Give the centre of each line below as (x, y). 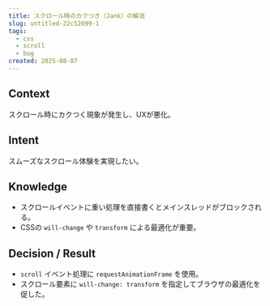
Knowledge (38, 187)
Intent (24, 140)
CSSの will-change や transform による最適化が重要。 (110, 227)
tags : (17, 31)
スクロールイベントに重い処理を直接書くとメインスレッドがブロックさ (137, 207)
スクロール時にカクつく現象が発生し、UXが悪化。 (92, 114)
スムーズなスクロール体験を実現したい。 (76, 161)
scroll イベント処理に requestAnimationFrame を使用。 (111, 274)
